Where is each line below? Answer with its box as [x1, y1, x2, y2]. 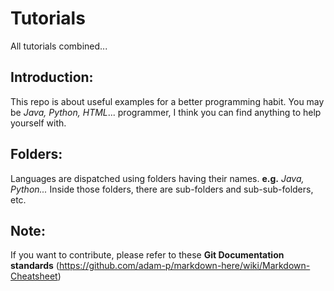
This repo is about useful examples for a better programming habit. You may [10, 95, 325, 107]
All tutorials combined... [10, 40, 108, 52]
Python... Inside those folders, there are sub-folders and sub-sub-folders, [10, 183, 314, 195]
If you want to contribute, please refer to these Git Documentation [10, 249, 285, 261]
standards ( [10, 260, 60, 272]
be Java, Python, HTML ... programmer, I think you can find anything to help [10, 106, 322, 118]
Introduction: [10, 69, 94, 86]
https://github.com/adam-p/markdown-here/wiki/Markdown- [58, 260, 311, 272]
